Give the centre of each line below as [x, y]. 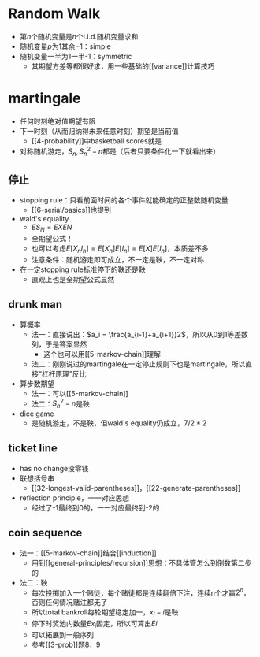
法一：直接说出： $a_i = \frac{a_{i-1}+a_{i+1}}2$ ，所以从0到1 [129, 334]
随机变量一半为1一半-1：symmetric [76, 56]
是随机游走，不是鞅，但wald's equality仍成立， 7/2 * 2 [119, 423]
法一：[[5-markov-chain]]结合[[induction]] [88, 553]
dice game [37, 414]
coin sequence [45, 533]
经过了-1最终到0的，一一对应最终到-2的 [95, 507]
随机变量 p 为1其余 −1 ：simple [65, 46]
